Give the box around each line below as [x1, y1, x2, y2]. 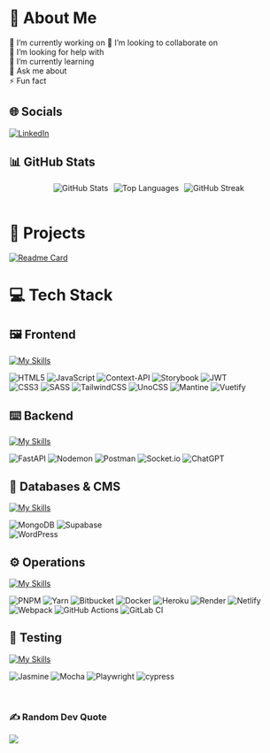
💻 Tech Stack [9, 285, 113, 304]
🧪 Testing [9, 630, 63, 645]
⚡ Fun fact [9, 75, 47, 86]
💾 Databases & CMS [9, 479, 121, 494]
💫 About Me [9, 8, 97, 28]
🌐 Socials [9, 104, 64, 119]
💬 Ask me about [9, 65, 67, 76]
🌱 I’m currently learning [9, 56, 95, 66]
